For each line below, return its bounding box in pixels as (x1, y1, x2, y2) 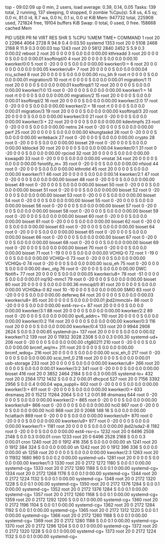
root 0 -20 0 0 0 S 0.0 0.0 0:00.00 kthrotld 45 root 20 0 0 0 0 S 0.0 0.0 (5, 166, 149, 172)
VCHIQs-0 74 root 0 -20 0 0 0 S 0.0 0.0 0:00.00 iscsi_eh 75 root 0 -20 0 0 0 (5, 260, 159, 266)
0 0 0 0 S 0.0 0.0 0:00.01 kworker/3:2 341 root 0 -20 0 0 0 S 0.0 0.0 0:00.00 (5, 366, 159, 371)
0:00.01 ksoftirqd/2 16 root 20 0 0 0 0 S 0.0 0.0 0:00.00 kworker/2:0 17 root (5, 98, 158, 103)
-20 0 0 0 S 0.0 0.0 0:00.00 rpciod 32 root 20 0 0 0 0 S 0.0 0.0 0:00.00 (5, 150, 150, 156)
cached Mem (5, 25, 32, 31)
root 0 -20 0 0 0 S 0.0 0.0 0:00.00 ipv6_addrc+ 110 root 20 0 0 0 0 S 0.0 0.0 (5, 313, 159, 319)
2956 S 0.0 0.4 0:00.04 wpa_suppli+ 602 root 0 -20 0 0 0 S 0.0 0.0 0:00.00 (5, 381, 159, 387)
